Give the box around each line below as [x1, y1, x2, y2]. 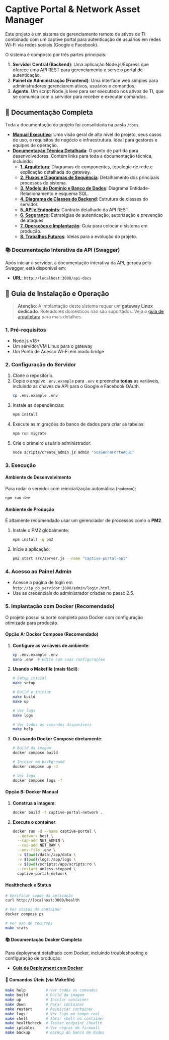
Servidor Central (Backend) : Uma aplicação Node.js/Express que [12, 61, 149, 67]
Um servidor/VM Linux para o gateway [12, 343, 93, 349]
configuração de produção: [5, 955, 62, 961]
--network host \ [17, 833, 54, 838]
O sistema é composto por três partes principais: [5, 52, 107, 58]
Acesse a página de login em [12, 580, 73, 586]
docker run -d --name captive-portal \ [12, 829, 97, 834]
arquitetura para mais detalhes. [17, 313, 82, 319]
